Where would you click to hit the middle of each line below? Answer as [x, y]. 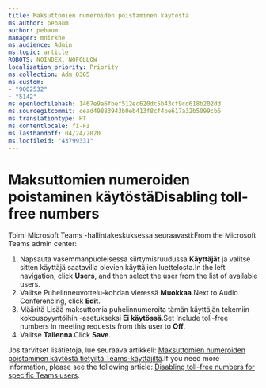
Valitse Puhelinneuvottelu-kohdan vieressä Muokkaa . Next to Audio [129, 293]
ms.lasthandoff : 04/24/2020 [55, 133]
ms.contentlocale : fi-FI [49, 126]
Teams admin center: [43, 244]
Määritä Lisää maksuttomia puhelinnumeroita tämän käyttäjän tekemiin [134, 310]
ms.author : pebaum [38, 23]
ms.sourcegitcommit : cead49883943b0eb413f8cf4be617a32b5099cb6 [115, 112]
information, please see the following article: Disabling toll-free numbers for [131, 367]
